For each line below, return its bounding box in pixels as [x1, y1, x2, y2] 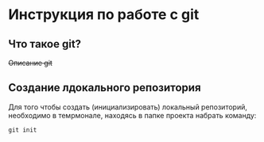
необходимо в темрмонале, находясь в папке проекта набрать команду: [8, 110, 257, 120]
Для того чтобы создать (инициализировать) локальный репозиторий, [8, 102, 248, 112]
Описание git [8, 58, 53, 67]
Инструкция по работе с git [8, 6, 200, 24]
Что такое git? [8, 37, 82, 51]
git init [8, 125, 37, 134]
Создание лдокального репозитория [8, 81, 201, 94]
